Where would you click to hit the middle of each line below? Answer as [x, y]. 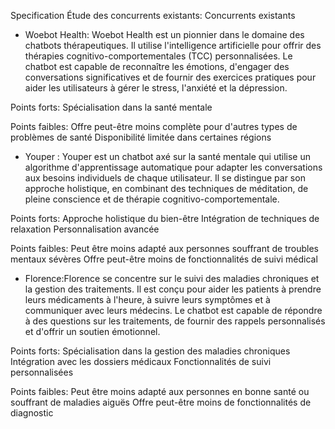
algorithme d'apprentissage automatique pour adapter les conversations [173, 167]
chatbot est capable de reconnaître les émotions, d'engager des [157, 66]
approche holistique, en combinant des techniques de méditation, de [166, 188]
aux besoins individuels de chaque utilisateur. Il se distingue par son [165, 178]
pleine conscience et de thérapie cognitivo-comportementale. [152, 199]
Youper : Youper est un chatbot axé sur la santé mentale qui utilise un [167, 156]
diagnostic [32, 413]
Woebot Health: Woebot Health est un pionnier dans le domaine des [164, 34]
